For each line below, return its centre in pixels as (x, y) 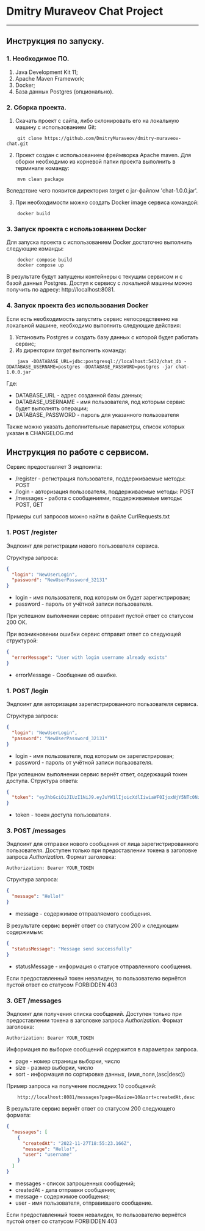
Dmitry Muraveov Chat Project (85, 11)
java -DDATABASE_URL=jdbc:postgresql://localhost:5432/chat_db (99, 361)
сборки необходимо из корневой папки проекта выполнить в (95, 161)
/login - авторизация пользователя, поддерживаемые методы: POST (105, 492)
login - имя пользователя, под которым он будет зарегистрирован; (103, 598)
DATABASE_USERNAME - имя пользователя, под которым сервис (100, 402)
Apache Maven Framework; (50, 78)
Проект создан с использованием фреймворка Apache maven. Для (103, 155)
